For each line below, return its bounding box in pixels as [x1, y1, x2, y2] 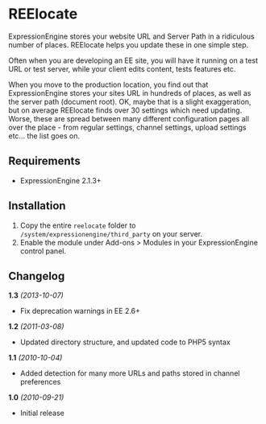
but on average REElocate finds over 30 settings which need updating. [8, 105, 243, 115]
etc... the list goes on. [8, 130, 81, 141]
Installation [8, 199, 66, 213]
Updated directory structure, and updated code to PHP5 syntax [19, 337, 231, 347]
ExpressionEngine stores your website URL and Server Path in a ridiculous [8, 31, 256, 41]
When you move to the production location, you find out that [8, 80, 209, 89]
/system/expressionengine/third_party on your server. [19, 228, 203, 238]
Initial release [19, 408, 64, 418]
